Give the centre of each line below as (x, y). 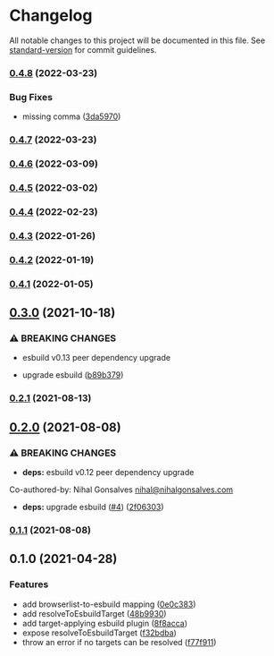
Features (29, 584)
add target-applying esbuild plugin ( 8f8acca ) (104, 623)
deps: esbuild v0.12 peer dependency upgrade (108, 472)
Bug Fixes (31, 97)
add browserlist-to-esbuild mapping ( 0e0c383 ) (109, 604)
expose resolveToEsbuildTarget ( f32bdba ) (99, 633)
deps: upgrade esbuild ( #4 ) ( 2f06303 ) (93, 507)
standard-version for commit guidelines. (83, 49)
